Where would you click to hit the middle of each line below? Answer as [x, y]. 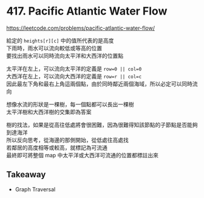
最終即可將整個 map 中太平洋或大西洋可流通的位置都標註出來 [83, 155]
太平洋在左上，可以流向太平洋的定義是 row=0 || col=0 [74, 69]
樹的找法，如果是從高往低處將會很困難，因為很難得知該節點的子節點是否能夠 [102, 125]
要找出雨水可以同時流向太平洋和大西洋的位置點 [65, 55]
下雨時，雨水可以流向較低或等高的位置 [54, 48]
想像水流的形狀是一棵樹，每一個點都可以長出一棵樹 [70, 104]
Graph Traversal [35, 189]
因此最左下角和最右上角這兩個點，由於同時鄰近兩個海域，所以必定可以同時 [99, 84]
